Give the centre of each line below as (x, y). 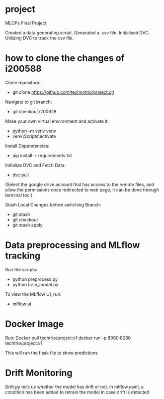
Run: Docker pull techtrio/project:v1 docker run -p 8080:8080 (68, 338)
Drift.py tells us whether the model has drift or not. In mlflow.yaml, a (75, 387)
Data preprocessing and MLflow (73, 245)
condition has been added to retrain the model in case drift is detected (77, 392)
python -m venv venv (34, 131)
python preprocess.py (35, 279)
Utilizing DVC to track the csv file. (40, 38)
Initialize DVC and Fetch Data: (36, 165)
